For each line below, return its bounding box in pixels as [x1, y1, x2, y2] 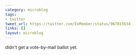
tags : [5, 12, 16, 17]
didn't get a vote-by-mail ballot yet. [5, 44, 78, 50]
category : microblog [5, 7, 48, 12]
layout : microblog [5, 30, 43, 35]
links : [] [5, 26, 26, 31]
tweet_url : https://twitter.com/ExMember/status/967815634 [5, 21, 131, 26]
